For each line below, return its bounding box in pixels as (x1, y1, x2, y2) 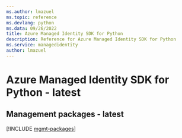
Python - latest (6, 86, 81, 99)
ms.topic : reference (6, 14, 58, 20)
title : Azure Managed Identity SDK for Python (6, 31, 123, 37)
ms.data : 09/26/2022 (6, 25, 58, 32)
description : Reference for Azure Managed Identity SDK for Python (6, 36, 177, 42)
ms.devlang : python (6, 20, 55, 26)
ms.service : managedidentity (6, 42, 78, 48)
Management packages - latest (6, 109, 124, 120)
